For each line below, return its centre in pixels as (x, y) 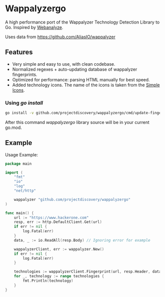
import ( (14, 173)
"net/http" (25, 191)
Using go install (24, 102)
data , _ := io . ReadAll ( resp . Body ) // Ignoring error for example (82, 240)
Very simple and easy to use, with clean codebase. (64, 64)
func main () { (20, 213)
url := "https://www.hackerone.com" (52, 218)
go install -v (20, 113)
